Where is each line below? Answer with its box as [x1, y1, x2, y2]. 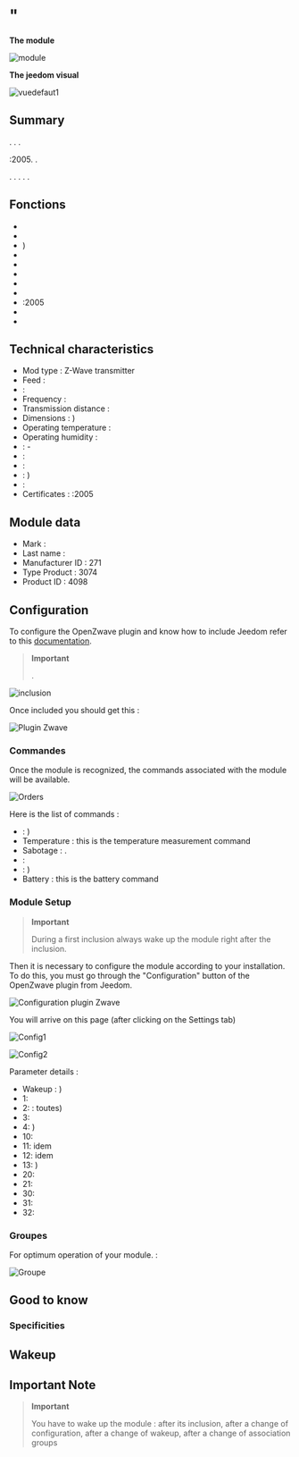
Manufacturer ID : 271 [21, 558, 102, 568]
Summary [9, 113, 65, 128]
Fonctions [9, 198, 67, 213]
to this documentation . [9, 636, 92, 646]
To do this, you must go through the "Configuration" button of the [9, 970, 250, 981]
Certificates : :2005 [21, 489, 94, 500]
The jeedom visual [9, 69, 79, 80]
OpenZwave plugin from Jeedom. [9, 980, 133, 990]
